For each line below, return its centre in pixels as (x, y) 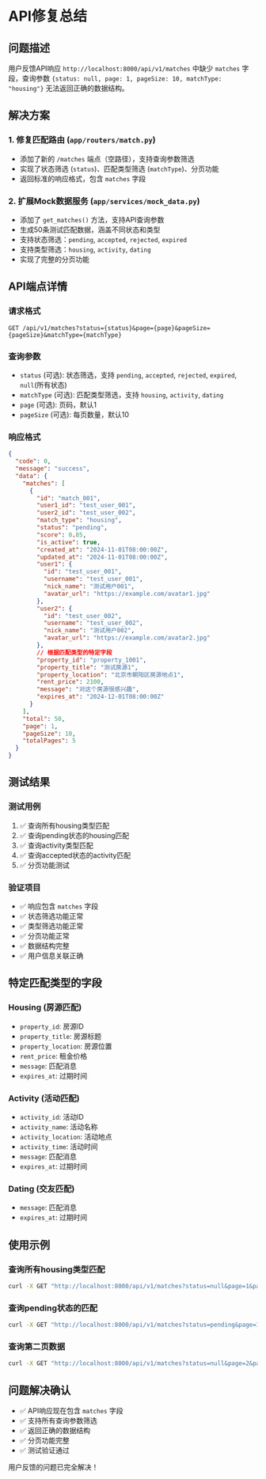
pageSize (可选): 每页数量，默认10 (74, 414)
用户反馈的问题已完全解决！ (53, 1467)
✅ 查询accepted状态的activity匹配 (75, 855)
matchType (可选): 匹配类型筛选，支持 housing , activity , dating (122, 394)
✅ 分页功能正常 (44, 936)
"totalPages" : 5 (49, 741)
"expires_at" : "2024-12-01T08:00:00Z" (101, 697)
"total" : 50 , (44, 719)
